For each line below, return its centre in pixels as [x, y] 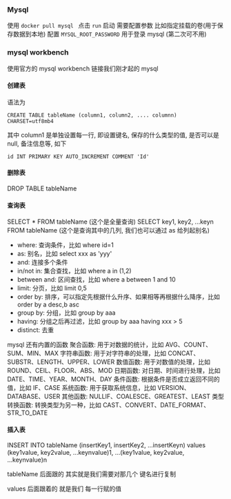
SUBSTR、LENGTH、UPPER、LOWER [61, 362]
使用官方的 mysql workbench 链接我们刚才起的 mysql [83, 68]
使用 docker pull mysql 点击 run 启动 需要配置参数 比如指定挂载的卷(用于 [112, 26]
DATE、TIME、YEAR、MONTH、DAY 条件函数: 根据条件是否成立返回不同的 [113, 379]
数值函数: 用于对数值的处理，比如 [163, 362]
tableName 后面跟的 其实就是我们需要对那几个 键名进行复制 [92, 474]
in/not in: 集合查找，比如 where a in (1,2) [74, 271]
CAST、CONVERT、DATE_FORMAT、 [156, 405]
